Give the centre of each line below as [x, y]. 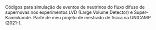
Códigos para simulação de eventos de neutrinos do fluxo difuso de [75, 7]
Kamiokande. [19, 17]
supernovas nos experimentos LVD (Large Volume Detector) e [69, 12]
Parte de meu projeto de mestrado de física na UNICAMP [92, 17]
